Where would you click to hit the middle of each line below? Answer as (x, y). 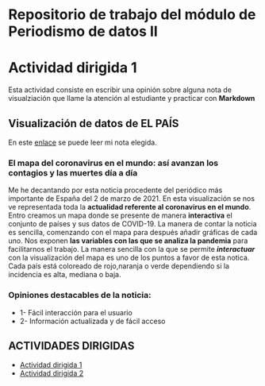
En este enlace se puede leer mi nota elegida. (83, 142)
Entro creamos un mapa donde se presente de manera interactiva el (120, 215)
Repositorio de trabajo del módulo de (132, 15)
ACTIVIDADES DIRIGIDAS (71, 346)
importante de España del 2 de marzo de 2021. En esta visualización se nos (132, 199)
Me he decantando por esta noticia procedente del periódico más (115, 190)
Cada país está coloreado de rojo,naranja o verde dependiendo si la (119, 266)
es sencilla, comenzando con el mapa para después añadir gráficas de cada (133, 233)
